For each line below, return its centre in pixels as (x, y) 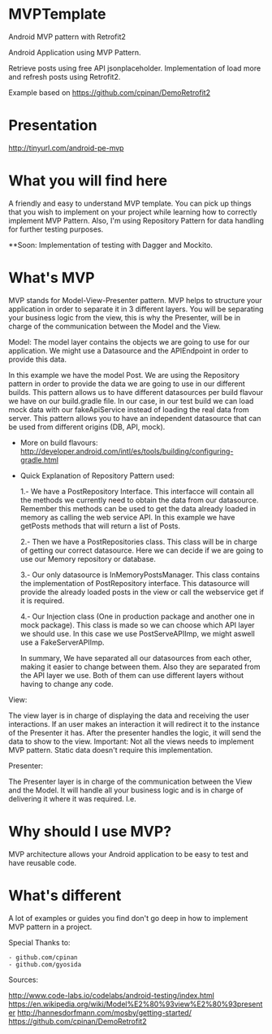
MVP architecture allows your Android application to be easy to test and (129, 854)
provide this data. (38, 359)
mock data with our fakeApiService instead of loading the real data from (129, 409)
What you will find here (88, 181)
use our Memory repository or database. (88, 558)
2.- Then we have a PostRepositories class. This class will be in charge (138, 541)
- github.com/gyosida (45, 964)
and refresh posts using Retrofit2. (65, 76)
